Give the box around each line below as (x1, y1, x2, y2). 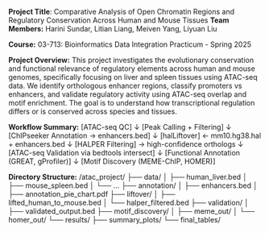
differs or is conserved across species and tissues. (8, 106, 177, 116)
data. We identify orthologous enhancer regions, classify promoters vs (8, 81, 242, 90)
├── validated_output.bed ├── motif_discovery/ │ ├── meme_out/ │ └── (8, 206, 255, 216)
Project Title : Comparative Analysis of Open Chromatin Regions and (8, 7, 235, 16)
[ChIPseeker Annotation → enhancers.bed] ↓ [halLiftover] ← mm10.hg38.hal (8, 131, 262, 140)
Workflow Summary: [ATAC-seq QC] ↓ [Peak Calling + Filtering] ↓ (8, 123, 232, 131)
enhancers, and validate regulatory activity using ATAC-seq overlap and (8, 89, 247, 99)
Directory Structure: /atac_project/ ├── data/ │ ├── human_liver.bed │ (8, 173, 248, 181)
